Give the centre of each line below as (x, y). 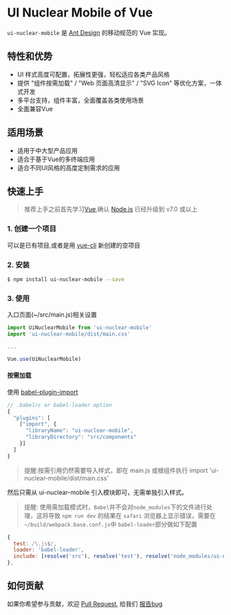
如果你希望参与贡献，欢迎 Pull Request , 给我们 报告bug (85, 603)
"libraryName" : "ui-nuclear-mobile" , (79, 431)
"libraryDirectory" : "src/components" (81, 437)
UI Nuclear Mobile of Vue (80, 13)
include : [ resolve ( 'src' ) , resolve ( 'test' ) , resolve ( (92, 556)
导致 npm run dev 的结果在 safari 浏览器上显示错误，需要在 (132, 515)
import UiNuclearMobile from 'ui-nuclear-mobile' (80, 328)
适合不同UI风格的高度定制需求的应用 (68, 167)
